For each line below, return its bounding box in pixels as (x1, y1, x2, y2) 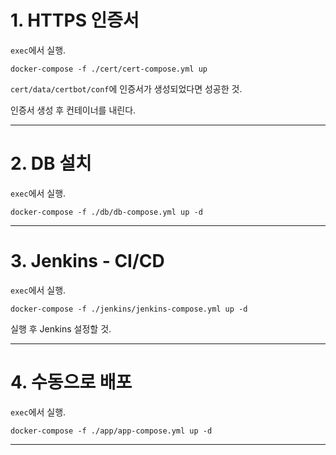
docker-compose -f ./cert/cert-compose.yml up (10, 64, 208, 74)
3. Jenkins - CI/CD (10, 250, 165, 273)
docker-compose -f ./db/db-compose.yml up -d (10, 207, 203, 217)
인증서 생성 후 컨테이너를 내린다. (10, 104, 137, 116)
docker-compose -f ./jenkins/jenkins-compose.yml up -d (10, 304, 248, 314)
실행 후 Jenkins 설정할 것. (10, 322, 112, 335)
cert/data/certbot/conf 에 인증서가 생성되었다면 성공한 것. (10, 82, 243, 95)
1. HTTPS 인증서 (10, 9, 140, 32)
